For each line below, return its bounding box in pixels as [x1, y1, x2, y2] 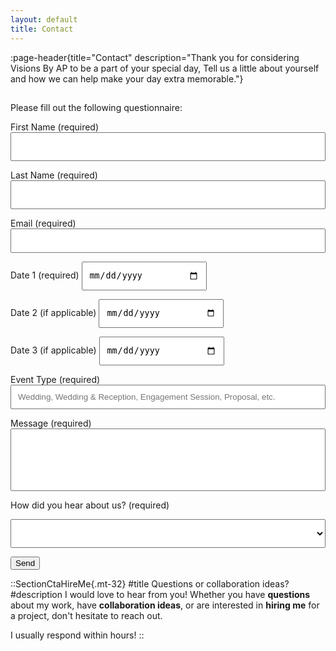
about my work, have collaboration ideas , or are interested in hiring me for [10, 599, 320, 611]
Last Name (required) [10, 169, 98, 181]
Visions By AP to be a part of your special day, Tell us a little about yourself [10, 62, 320, 74]
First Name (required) [10, 121, 100, 133]
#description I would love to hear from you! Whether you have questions [10, 588, 311, 600]
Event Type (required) [10, 373, 101, 385]
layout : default [10, 14, 78, 25]
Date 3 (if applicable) [10, 344, 97, 356]
